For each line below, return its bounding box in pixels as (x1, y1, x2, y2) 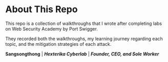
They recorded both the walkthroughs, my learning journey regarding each (5, 36, 163, 42)
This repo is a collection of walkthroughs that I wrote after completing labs (5, 20, 162, 26)
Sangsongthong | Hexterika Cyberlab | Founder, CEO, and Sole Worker (5, 51, 159, 57)
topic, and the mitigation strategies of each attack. (5, 41, 112, 47)
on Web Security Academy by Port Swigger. (5, 25, 98, 32)
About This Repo (5, 4, 78, 15)
